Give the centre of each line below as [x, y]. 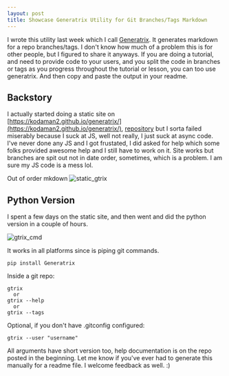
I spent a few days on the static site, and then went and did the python [107, 217]
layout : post [26, 13]
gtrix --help [26, 301]
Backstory [30, 97]
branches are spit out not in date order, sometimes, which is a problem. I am [115, 158]
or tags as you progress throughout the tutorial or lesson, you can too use [112, 69]
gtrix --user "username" [43, 338]
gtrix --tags [26, 313]
